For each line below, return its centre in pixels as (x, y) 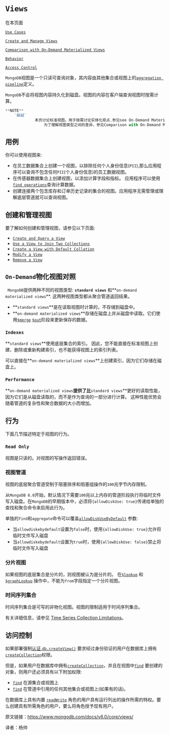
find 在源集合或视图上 (36, 683)
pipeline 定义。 (21, 84)
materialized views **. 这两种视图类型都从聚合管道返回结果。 (69, 296)
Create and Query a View (39, 239)
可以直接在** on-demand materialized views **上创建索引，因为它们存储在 (81, 360)
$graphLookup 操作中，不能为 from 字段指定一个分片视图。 (64, 581)
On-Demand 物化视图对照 (40, 277)
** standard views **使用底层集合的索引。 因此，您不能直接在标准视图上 (79, 344)
